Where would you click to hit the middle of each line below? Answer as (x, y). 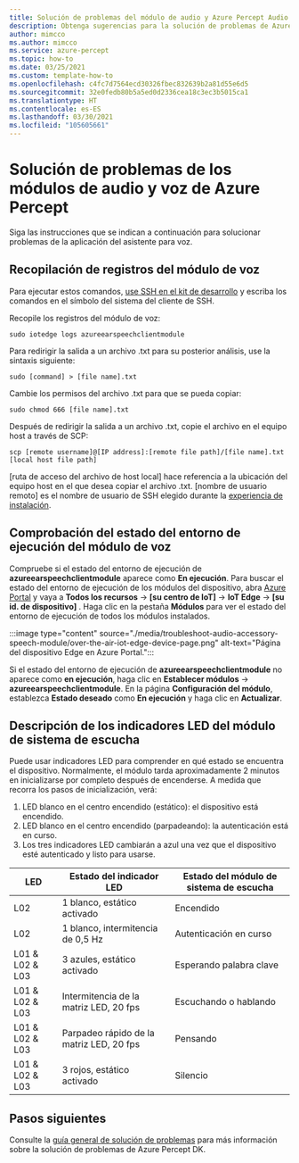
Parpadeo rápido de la (108, 1034)
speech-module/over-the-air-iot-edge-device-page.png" (114, 643)
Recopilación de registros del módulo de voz (135, 270)
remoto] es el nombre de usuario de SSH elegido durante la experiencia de (146, 495)
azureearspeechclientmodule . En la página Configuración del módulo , (141, 688)
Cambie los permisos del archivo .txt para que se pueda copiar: (125, 393)
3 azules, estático (99, 959)
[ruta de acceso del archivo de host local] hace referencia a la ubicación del (148, 476)
